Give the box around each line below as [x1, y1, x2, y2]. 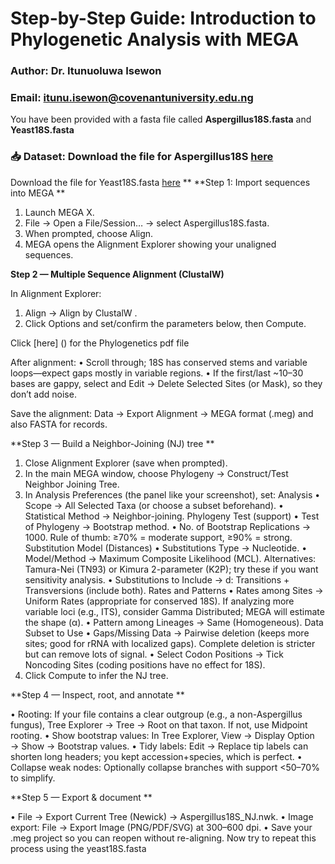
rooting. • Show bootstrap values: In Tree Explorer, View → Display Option [10, 729, 315, 741]
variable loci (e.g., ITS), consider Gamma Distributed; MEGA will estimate [24, 605, 325, 617]
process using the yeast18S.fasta [10, 842, 147, 854]
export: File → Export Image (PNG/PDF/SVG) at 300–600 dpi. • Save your [10, 821, 313, 833]
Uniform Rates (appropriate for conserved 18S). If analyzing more [24, 595, 295, 607]
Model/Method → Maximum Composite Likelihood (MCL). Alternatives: [24, 552, 317, 564]
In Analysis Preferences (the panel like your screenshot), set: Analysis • [24, 488, 321, 501]
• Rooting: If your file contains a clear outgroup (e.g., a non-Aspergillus [10, 708, 303, 720]
